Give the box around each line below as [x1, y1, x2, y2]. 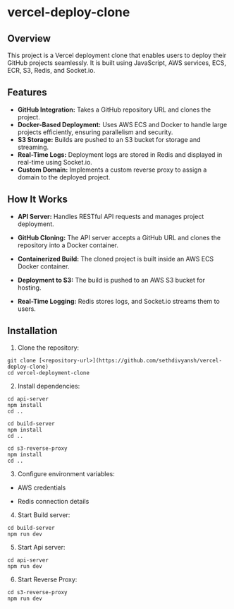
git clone [7, 357, 37, 365]
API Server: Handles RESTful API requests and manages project [17, 212, 204, 220]
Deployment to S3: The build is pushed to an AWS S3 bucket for [17, 276, 206, 284]
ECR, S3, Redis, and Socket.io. [7, 66, 96, 74]
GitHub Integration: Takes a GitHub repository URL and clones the [17, 105, 211, 114]
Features [7, 86, 47, 99]
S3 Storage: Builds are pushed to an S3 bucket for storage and [17, 135, 201, 143]
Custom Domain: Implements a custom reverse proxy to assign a [17, 165, 207, 174]
